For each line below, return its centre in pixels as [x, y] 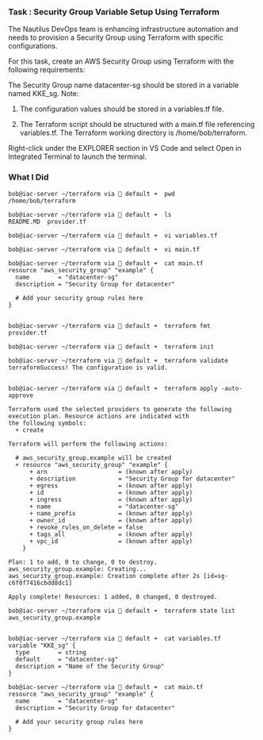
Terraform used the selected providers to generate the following [120, 409]
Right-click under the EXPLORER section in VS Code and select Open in [125, 148]
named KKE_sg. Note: [44, 94]
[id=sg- [215, 576]
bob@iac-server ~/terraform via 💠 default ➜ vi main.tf [104, 249]
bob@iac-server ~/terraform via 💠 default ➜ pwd [92, 194]
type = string [51, 652]
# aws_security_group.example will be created [93, 458]
